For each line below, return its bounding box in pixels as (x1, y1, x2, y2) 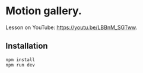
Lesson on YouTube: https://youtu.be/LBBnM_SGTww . (5, 24, 138, 31)
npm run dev (5, 62, 35, 68)
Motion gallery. (5, 4, 82, 18)
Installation (5, 41, 48, 51)
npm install (5, 56, 35, 63)
